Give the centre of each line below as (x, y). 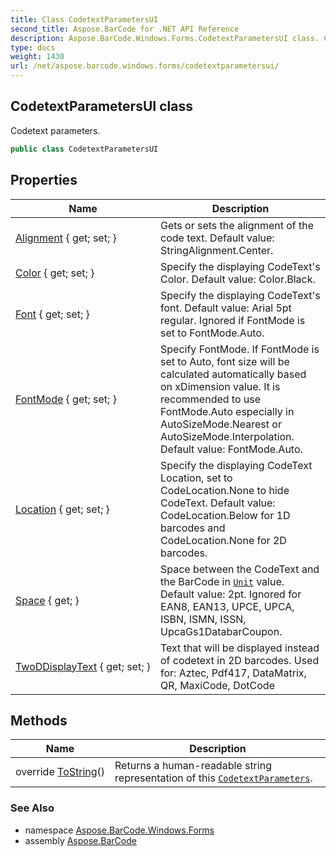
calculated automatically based (233, 374)
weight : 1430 (37, 57)
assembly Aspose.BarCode (80, 840)
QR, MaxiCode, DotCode (217, 685)
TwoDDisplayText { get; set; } (83, 666)
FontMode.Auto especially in (227, 411)
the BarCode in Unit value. (222, 581)
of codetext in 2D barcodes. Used (240, 660)
